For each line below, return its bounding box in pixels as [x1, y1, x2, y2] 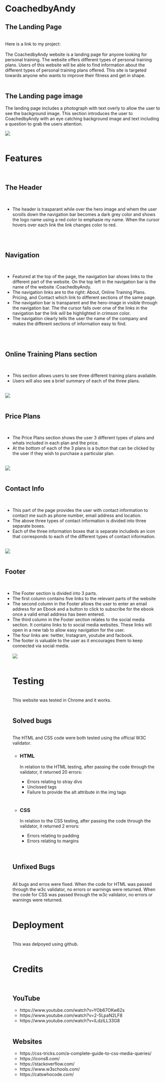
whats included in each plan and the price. [12, 440, 99, 446]
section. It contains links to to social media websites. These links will [12, 622, 152, 627]
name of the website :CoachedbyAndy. [12, 284, 91, 290]
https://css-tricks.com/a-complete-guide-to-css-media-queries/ [19, 1050, 152, 1056]
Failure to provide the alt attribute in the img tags [27, 789, 126, 795]
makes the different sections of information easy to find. [12, 321, 127, 327]
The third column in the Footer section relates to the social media [12, 616, 145, 623]
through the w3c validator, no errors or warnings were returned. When [12, 886, 156, 892]
